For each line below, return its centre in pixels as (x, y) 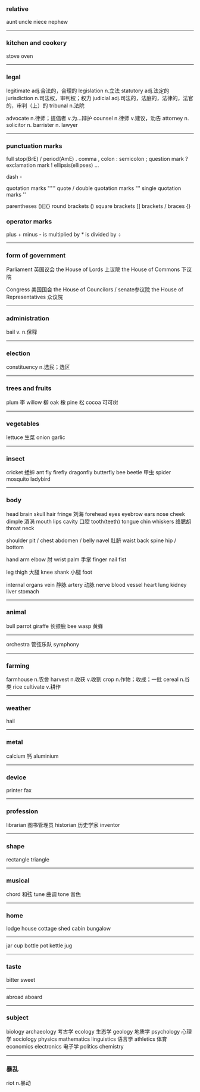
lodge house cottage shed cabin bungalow (59, 929)
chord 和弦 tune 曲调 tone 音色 (44, 894)
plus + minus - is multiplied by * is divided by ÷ (64, 235)
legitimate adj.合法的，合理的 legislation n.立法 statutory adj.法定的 (88, 91)
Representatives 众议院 (35, 297)
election (18, 353)
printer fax (19, 791)
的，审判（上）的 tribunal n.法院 (45, 105)
